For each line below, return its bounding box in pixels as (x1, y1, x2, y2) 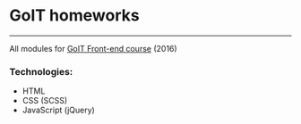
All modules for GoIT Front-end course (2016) (9, 43, 177, 54)
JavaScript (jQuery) (21, 104, 96, 116)
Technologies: (9, 65, 73, 78)
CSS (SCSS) (21, 95, 68, 106)
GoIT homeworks (9, 5, 141, 26)
